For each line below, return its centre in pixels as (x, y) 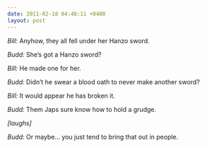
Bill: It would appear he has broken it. (61, 96)
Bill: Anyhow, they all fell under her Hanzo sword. (78, 40)
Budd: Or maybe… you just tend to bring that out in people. (93, 137)
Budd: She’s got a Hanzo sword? (55, 55)
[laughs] (19, 123)
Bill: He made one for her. (44, 68)
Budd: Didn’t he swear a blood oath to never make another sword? (103, 81)
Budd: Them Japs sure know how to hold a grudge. (82, 109)
